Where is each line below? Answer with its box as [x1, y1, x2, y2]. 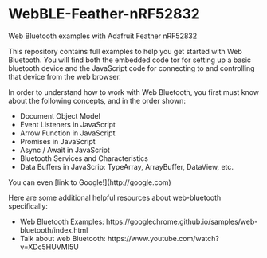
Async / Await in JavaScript [19, 145, 110, 154]
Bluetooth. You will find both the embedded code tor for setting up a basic [8, 55, 252, 64]
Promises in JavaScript [19, 136, 96, 146]
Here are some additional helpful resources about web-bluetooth [8, 193, 222, 202]
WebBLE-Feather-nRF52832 [8, 5, 201, 23]
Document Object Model [19, 111, 101, 120]
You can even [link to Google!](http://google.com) [8, 177, 171, 187]
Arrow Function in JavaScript [19, 128, 116, 138]
